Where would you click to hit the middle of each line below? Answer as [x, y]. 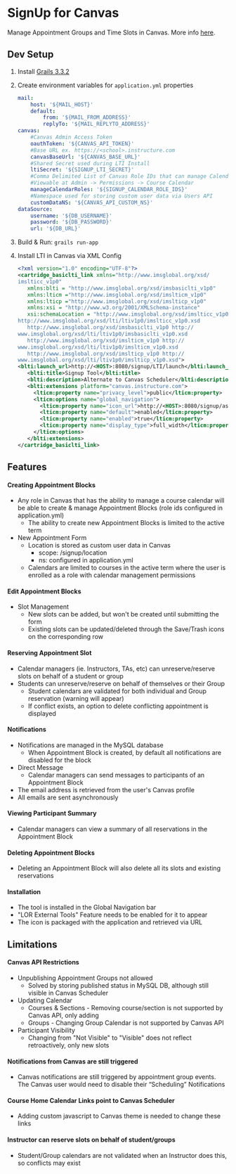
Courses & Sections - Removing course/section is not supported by [125, 1008]
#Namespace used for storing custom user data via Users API [122, 196]
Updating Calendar [45, 1000]
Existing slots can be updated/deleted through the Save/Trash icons [126, 629]
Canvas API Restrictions [43, 962]
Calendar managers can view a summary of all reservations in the [112, 829]
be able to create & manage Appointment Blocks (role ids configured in [120, 508]
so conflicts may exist [49, 1163]
